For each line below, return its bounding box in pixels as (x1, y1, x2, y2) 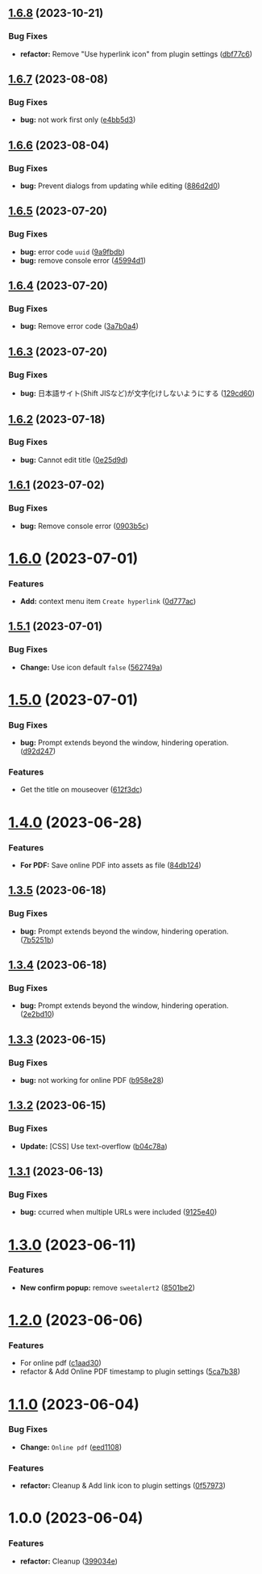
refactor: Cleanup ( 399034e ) (19, 1556, 119, 1566)
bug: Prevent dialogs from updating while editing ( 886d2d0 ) (19, 181, 220, 191)
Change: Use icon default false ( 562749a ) (19, 662, 163, 672)
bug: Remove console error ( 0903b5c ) (19, 521, 149, 531)
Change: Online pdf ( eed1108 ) (19, 1442, 123, 1452)
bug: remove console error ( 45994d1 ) (19, 255, 147, 265)
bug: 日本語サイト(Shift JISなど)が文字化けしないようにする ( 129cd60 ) (19, 388, 256, 398)
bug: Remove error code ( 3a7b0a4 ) (19, 321, 139, 331)
